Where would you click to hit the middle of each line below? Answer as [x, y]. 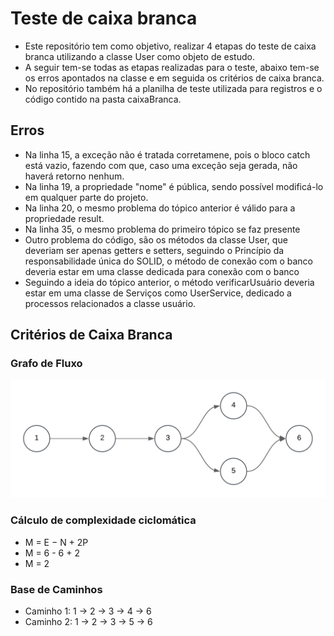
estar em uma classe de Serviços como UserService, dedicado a [158, 293]
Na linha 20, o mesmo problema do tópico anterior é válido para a [160, 208]
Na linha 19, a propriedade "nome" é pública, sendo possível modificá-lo [174, 186]
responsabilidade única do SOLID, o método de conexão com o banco [169, 261]
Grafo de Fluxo [46, 364]
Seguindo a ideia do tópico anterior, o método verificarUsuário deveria [169, 282]
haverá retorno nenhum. [74, 176]
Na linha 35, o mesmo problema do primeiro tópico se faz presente [162, 229]
